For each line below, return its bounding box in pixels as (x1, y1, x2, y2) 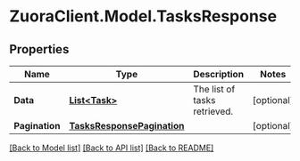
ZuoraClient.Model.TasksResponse (9, 6, 278, 27)
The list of (193, 83, 236, 95)
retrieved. (193, 105, 234, 117)
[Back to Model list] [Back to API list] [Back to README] (9, 142, 214, 153)
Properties (9, 42, 70, 57)
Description (193, 68, 244, 80)
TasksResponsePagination (69, 120, 185, 132)
